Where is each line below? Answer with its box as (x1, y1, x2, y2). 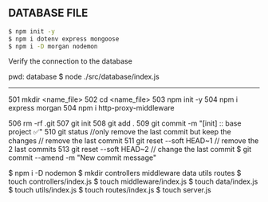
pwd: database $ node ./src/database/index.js (8, 72, 160, 82)
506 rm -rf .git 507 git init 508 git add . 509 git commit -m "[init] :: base (8, 118, 242, 128)
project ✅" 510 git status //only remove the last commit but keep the (8, 127, 231, 137)
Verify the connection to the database (8, 56, 133, 66)
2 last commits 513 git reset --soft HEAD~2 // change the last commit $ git (8, 145, 252, 154)
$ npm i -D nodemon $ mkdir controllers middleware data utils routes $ (8, 169, 242, 178)
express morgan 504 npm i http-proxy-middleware (8, 103, 175, 113)
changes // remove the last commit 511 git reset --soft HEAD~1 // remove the (8, 136, 259, 146)
